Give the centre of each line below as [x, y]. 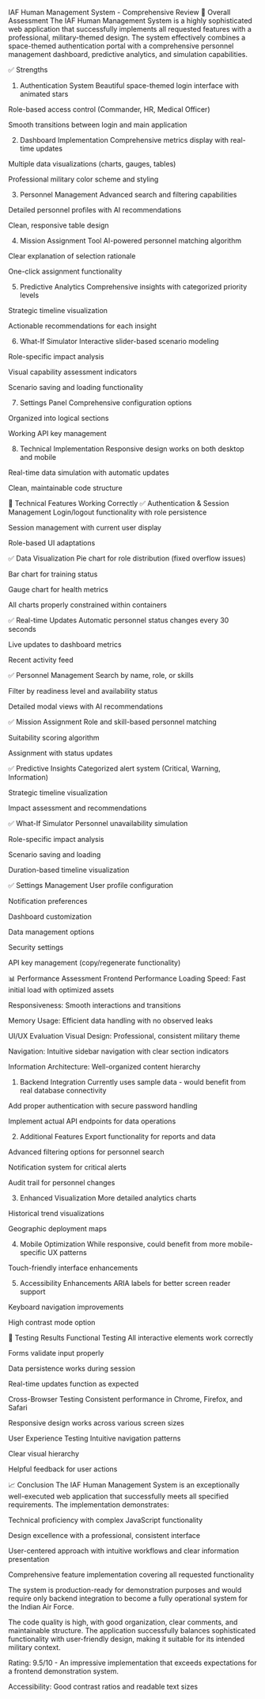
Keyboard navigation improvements [66, 1307]
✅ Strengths [28, 70]
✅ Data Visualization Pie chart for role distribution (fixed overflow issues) [127, 558]
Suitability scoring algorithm [54, 738]
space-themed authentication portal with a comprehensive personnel [121, 46]
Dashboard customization [50, 916]
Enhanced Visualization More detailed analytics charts [108, 1198]
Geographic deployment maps [57, 1228]
